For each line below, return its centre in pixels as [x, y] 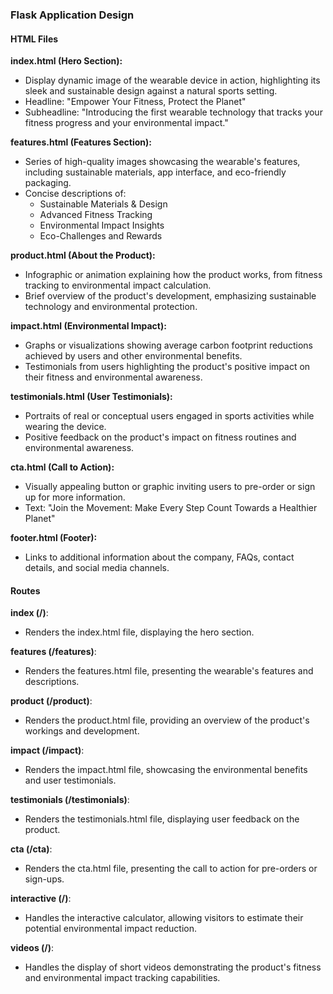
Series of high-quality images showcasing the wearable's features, [162, 162]
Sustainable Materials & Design [103, 204]
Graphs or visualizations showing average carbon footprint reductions [168, 345]
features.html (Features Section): [81, 142]
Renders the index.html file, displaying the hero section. [139, 632]
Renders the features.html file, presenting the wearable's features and [169, 671]
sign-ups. [44, 879]
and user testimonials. [70, 780]
